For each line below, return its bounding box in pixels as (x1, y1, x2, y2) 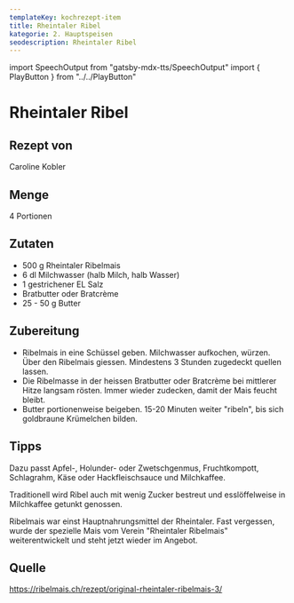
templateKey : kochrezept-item (9, 12, 122, 22)
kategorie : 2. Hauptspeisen (9, 29, 114, 38)
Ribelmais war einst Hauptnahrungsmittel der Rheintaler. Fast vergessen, (9, 516, 275, 527)
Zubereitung (9, 323, 80, 338)
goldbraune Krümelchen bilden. (21, 413, 138, 424)
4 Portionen (9, 210, 52, 222)
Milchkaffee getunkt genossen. (9, 498, 123, 509)
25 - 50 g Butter (21, 298, 82, 308)
